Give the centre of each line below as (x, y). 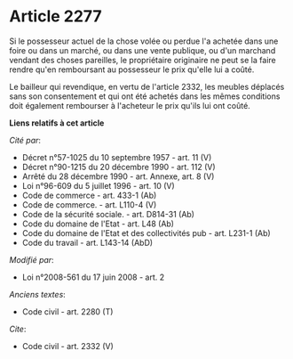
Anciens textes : (38, 294)
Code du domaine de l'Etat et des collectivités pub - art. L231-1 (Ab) (146, 233)
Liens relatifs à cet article (57, 123)
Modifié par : (32, 259)
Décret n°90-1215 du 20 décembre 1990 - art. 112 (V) (119, 167)
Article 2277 (55, 16)
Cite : (18, 329)
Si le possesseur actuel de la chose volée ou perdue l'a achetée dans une (144, 41)
